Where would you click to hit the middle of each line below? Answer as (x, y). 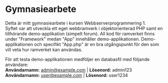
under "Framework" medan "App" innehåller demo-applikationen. (73, 39)
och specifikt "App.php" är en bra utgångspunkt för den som (97, 44)
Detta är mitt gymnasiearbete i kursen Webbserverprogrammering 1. (76, 23)
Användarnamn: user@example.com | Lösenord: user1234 (67, 75)
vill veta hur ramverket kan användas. (44, 49)
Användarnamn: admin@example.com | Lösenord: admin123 (69, 70)
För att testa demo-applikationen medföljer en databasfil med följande (77, 59)
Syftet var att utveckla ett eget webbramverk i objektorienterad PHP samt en (84, 28)
